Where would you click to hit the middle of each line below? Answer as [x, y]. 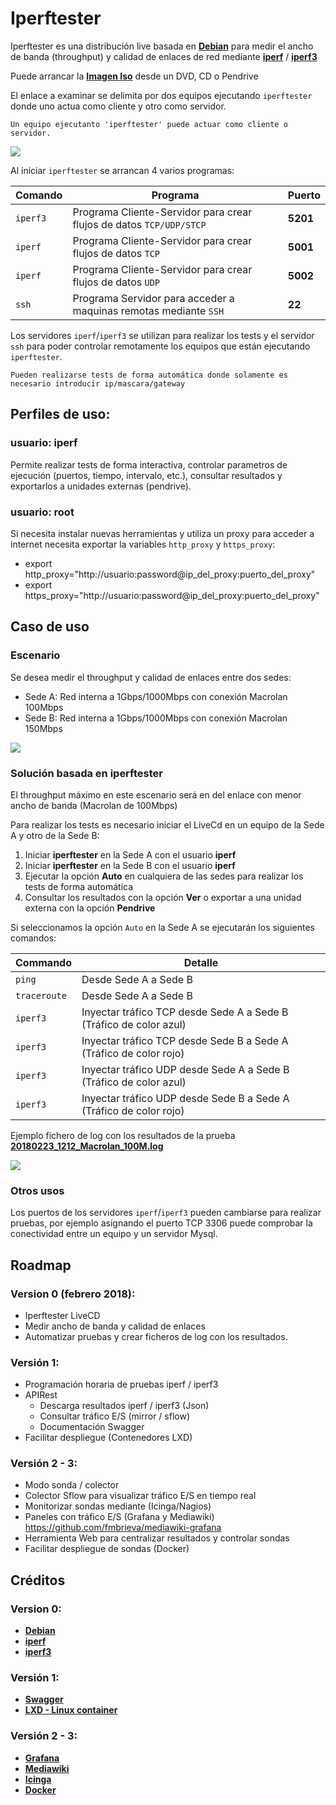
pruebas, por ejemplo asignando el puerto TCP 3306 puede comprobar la [161, 1223]
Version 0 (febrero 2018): [73, 1294]
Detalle [201, 962]
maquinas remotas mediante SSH [148, 310]
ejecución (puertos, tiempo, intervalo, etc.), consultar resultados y [146, 475]
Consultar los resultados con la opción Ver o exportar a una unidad [163, 897]
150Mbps [43, 728]
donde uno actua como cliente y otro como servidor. [118, 106]
